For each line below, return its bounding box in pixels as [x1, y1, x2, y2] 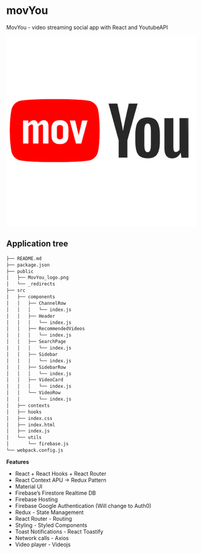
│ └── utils [6, 435, 42, 441]
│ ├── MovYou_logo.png [6, 275, 69, 281]
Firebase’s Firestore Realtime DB [15, 489, 96, 496]
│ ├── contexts [6, 402, 50, 409]
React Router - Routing [15, 515, 73, 522]
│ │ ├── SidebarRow [6, 364, 67, 370]
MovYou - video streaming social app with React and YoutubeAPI [6, 24, 168, 31]
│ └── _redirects [6, 281, 56, 287]
